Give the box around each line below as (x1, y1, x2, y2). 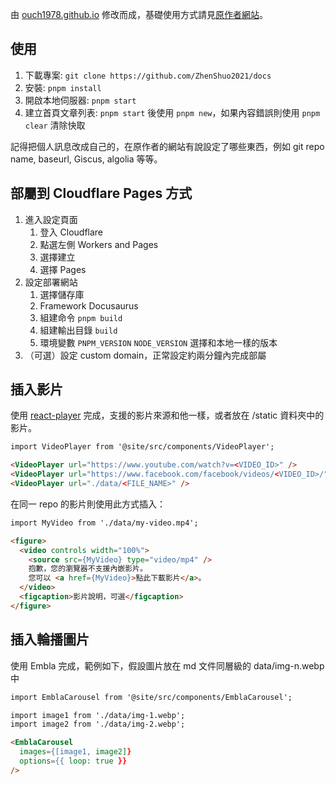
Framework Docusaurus (39, 299, 139, 312)
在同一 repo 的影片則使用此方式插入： (10, 498, 167, 510)
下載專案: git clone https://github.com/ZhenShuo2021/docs (24, 69, 272, 81)
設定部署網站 (24, 276, 78, 288)
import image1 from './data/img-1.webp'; (10, 710, 186, 720)
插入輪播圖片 (10, 631, 90, 648)
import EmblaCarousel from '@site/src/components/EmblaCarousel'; (10, 692, 293, 702)
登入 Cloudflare (39, 226, 104, 238)
